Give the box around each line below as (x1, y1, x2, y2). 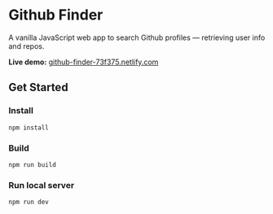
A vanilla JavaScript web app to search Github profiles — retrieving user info (8, 33, 266, 42)
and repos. (8, 41, 45, 50)
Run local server (8, 179, 75, 190)
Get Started (8, 81, 68, 94)
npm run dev (8, 198, 49, 207)
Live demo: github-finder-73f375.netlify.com (8, 57, 159, 67)
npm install (8, 124, 49, 132)
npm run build (8, 160, 57, 168)
